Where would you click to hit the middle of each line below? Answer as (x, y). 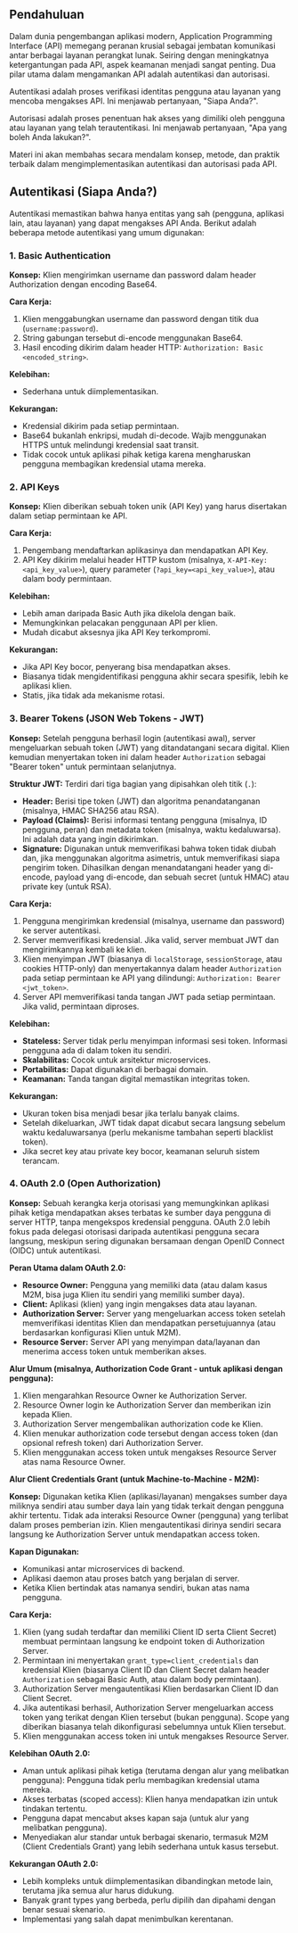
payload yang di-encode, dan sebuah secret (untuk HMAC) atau (172, 877)
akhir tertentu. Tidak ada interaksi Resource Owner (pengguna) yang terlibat (149, 1515)
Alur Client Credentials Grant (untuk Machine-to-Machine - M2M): (134, 1479)
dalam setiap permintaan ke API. (68, 516)
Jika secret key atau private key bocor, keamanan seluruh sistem (141, 1151)
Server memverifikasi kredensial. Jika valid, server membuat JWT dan (150, 939)
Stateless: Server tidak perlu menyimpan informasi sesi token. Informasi (154, 1041)
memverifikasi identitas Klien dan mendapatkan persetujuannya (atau (149, 1323)
